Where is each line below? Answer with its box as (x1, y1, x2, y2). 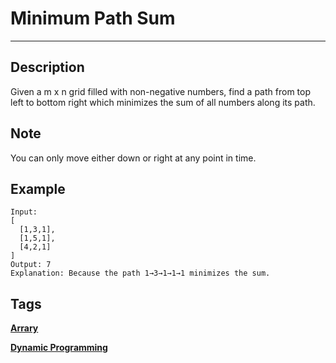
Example (10, 180, 66, 197)
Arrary (10, 322, 39, 334)
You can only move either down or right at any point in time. (10, 152, 257, 164)
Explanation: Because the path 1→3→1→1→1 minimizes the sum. (10, 268, 271, 279)
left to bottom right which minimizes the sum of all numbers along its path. (10, 96, 316, 108)
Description (10, 59, 85, 76)
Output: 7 (10, 260, 52, 270)
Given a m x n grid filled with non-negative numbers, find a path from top (10, 85, 311, 97)
